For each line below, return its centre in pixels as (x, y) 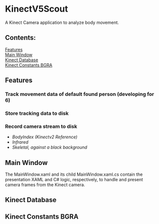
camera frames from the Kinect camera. (45, 185)
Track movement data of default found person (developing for (79, 94)
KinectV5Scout (36, 9)
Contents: (20, 38)
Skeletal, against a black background (50, 148)
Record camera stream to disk (41, 126)
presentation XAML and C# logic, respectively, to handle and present (74, 180)
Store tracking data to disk (37, 113)
